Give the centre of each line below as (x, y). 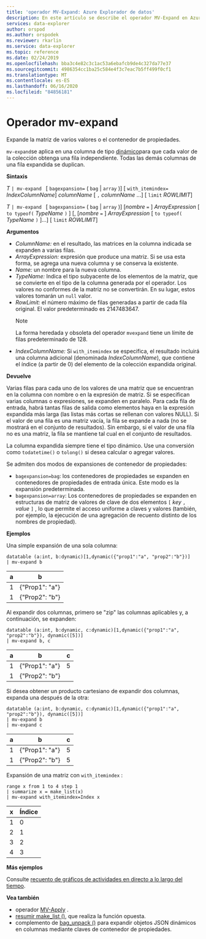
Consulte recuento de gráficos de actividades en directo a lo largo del (94, 879)
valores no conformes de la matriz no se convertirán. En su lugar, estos (105, 289)
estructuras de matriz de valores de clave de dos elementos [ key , (100, 502)
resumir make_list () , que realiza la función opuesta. (80, 916)
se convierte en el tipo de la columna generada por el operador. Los (101, 283)
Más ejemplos (25, 867)
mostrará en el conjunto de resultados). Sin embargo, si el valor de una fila (101, 427)
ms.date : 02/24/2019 (33, 58)
